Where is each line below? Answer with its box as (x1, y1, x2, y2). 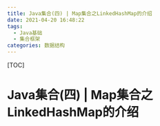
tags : (7, 23, 23, 30)
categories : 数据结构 (7, 42, 66, 49)
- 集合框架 (13, 36, 41, 43)
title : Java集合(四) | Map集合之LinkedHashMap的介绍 (7, 10, 153, 17)
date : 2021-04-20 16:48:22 (7, 17, 85, 23)
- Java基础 (13, 29, 43, 36)
